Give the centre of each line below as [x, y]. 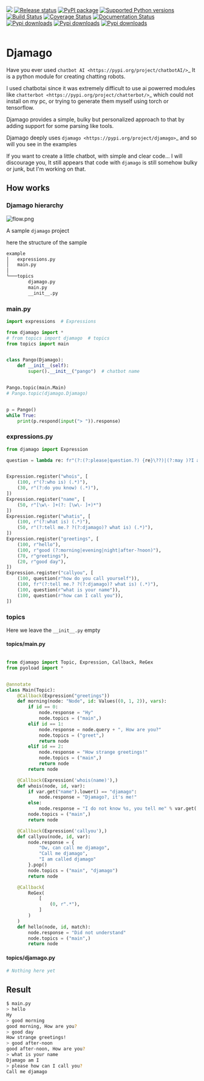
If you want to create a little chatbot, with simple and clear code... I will [94, 156]
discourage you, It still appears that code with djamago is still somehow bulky [102, 162]
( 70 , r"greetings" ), [43, 556]
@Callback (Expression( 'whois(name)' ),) [68, 780]
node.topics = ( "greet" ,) [71, 735]
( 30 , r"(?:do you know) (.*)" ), [58, 488]
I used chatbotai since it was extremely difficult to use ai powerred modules [101, 88]
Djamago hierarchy [35, 205]
